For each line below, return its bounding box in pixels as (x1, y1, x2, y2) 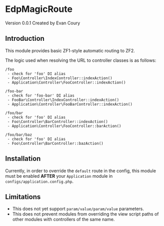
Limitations (5, 193, 41, 201)
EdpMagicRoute (5, 3, 73, 15)
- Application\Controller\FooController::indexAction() (7, 80, 126, 85)
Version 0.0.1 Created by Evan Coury (5, 20, 81, 26)
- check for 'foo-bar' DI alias (7, 93, 75, 98)
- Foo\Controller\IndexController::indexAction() (7, 76, 113, 81)
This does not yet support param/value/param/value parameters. (12, 206, 144, 212)
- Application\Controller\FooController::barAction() (7, 123, 122, 128)
